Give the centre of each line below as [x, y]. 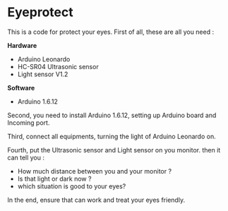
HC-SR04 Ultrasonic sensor [58, 66]
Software [21, 88]
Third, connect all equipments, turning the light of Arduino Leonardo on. [112, 136]
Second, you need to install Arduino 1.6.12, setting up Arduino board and [112, 115]
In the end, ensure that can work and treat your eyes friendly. [96, 200]
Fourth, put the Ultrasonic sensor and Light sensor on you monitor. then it [114, 150]
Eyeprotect [40, 12]
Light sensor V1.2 [43, 74]
